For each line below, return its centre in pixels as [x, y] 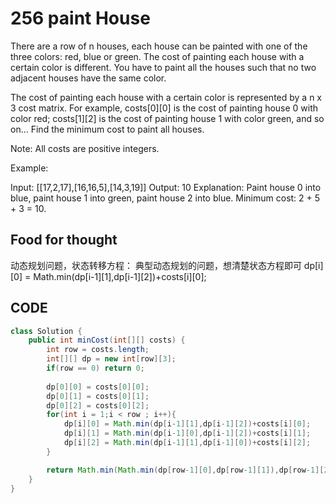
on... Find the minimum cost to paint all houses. [107, 129]
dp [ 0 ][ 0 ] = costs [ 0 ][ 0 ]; [98, 387]
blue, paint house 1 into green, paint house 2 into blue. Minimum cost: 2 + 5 [165, 198]
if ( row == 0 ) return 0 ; [95, 368]
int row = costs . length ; [98, 350]
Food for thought [64, 240]
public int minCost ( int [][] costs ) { [107, 340]
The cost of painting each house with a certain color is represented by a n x [166, 97]
